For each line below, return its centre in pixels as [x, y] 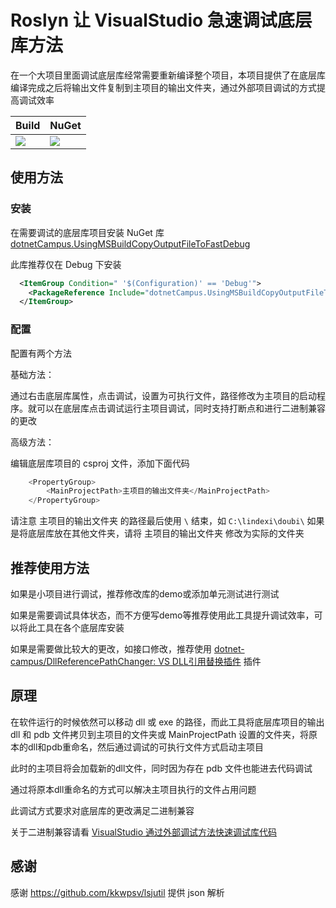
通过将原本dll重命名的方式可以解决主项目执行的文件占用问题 [133, 789]
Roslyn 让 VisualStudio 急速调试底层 [161, 20]
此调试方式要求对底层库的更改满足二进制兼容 [102, 810]
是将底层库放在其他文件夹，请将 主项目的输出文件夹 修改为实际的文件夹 [157, 533]
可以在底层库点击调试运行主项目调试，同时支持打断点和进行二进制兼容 [181, 408]
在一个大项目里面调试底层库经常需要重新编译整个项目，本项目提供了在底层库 [168, 75]
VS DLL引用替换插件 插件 [210, 661]
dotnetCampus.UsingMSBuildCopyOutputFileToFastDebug [130, 243]
